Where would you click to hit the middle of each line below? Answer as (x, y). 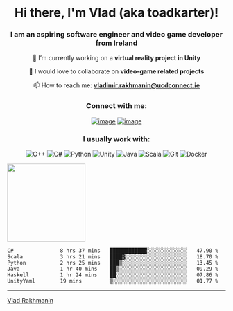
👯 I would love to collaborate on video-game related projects (116, 71)
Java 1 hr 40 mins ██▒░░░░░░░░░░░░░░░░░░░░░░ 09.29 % (113, 269)
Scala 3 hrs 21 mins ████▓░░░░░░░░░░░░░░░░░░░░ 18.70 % (113, 257)
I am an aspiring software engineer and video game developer (116, 35)
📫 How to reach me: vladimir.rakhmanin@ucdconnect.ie (116, 85)
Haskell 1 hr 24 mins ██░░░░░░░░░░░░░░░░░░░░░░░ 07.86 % (113, 275)
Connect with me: (116, 106)
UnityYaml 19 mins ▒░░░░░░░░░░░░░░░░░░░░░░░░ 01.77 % (113, 281)
